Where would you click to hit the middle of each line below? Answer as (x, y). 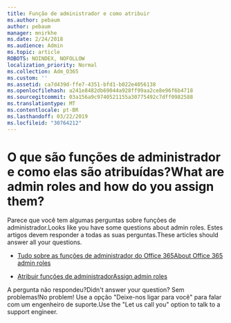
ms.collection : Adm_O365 (43, 71)
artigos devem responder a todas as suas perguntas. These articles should (113, 235)
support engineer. (33, 312)
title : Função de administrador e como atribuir (78, 13)
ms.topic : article (34, 53)
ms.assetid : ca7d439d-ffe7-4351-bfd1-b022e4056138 (82, 84)
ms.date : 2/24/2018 (35, 39)
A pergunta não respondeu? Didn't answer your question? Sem (96, 290)
